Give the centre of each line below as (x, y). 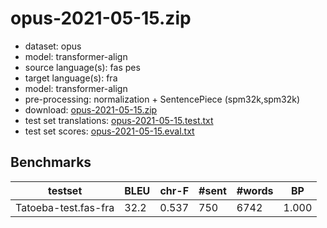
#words (255, 190)
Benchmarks (51, 162)
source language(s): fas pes (82, 67)
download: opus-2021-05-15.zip (91, 109)
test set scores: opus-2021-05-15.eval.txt (109, 131)
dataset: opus (53, 46)
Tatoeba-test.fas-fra (65, 207)
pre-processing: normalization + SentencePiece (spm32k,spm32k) (162, 99)
